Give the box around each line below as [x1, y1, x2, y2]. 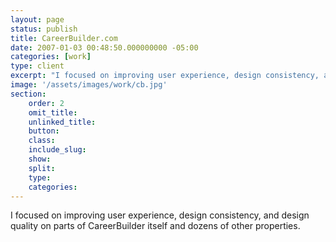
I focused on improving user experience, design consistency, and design [10, 209, 310, 221]
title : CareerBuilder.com [10, 33, 118, 43]
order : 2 [28, 98, 65, 108]
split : [28, 163, 56, 173]
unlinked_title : [28, 117, 97, 127]
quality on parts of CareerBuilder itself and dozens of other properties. [10, 220, 301, 232]
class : [28, 136, 56, 146]
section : [10, 89, 47, 99]
